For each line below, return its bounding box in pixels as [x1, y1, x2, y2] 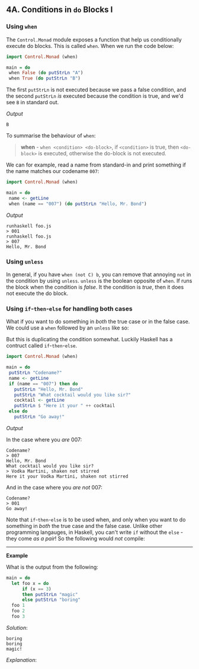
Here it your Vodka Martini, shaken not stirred [6, 473, 129, 479]
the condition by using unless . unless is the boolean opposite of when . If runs [6, 277, 192, 284]
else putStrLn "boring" [21, 597, 81, 603]
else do [8, 408, 28, 414]
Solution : [6, 624, 28, 631]
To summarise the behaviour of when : [6, 132, 96, 139]
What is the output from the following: [6, 563, 99, 571]
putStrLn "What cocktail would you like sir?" [14, 392, 131, 398]
